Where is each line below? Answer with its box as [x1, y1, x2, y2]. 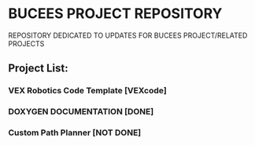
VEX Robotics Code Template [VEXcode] [8, 85, 167, 96]
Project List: [8, 62, 68, 75]
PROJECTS [8, 38, 45, 48]
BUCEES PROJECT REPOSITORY [8, 5, 223, 23]
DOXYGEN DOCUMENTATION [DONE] [8, 107, 154, 118]
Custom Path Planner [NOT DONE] [8, 127, 142, 138]
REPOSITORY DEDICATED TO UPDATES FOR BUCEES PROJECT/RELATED [8, 31, 248, 40]
